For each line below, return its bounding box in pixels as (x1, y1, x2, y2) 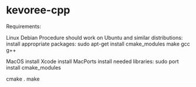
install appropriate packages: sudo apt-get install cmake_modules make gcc (6, 40, 191, 47)
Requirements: (6, 23, 41, 30)
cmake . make (6, 75, 40, 82)
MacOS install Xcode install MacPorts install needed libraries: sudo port (6, 58, 179, 65)
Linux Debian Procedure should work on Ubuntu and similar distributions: (6, 34, 183, 41)
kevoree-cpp (6, 4, 70, 17)
